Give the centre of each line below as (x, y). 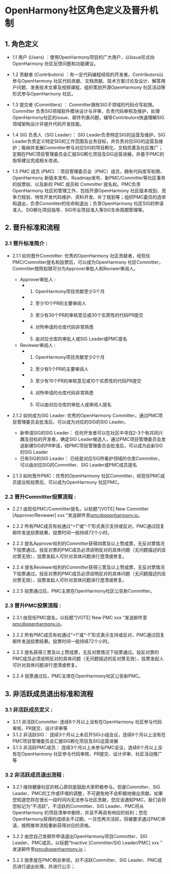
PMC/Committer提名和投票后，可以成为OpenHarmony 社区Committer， (88, 262)
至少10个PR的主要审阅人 (61, 303)
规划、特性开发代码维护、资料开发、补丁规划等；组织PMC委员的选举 (94, 197)
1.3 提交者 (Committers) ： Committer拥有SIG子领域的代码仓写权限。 (84, 105)
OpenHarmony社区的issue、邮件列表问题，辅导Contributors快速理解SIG (88, 118)
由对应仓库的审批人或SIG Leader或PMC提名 (81, 339)
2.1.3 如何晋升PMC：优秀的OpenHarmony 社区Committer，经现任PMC (86, 476)
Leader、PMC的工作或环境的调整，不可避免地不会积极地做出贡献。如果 (88, 793)
